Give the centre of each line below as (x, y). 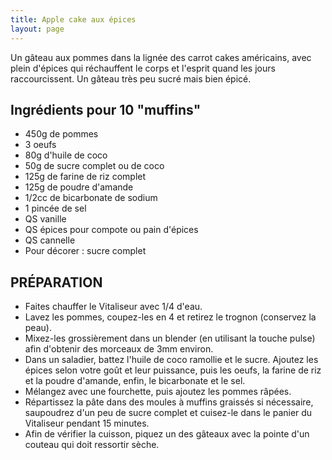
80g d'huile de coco (66, 155)
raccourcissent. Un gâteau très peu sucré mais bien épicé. (131, 78)
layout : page (37, 29)
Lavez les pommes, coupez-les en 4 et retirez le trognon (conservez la (170, 317)
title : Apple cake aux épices (73, 19)
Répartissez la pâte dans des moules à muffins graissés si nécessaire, (169, 402)
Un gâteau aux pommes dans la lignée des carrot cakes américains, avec (161, 57)
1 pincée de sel (55, 208)
